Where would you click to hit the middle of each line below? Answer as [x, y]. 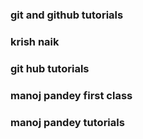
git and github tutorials [67, 15]
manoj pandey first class [71, 95]
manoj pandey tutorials [67, 122]
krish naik [35, 41]
